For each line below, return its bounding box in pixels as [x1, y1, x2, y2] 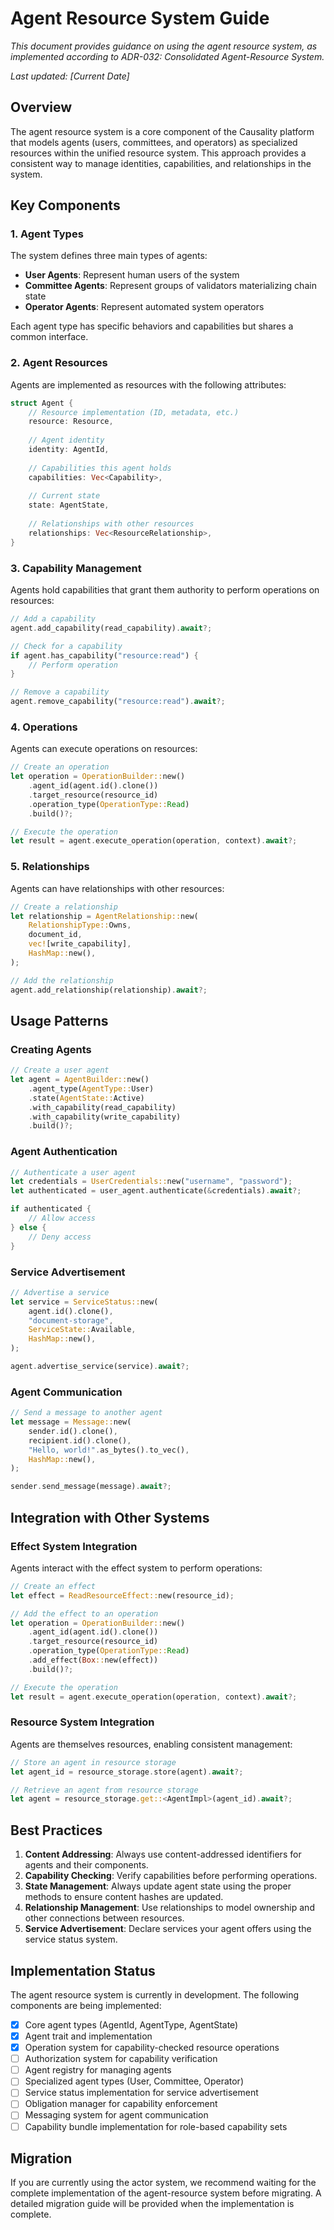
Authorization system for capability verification [24, 2053, 218, 2065]
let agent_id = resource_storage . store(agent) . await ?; [10, 1767, 244, 1777]
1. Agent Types [10, 227, 84, 241]
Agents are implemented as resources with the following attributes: [10, 378, 287, 391]
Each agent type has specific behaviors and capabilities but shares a [10, 320, 294, 332]
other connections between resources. [24, 1912, 185, 1924]
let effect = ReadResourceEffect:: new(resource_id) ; [10, 1590, 235, 1601]
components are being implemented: [10, 1999, 162, 2011]
